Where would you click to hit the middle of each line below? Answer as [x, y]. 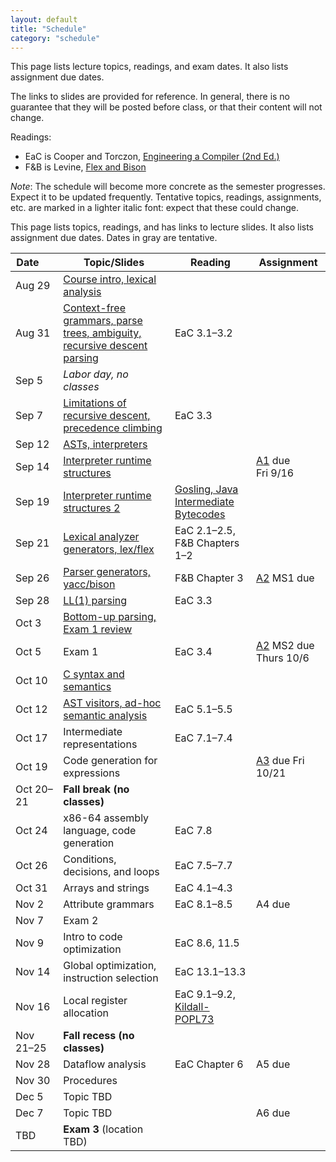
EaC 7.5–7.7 [203, 866]
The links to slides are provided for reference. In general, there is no [150, 97]
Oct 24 [31, 831]
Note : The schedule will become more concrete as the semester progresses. [168, 187]
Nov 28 [33, 1064]
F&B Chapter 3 [209, 578]
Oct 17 [31, 738]
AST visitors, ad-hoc [112, 703]
